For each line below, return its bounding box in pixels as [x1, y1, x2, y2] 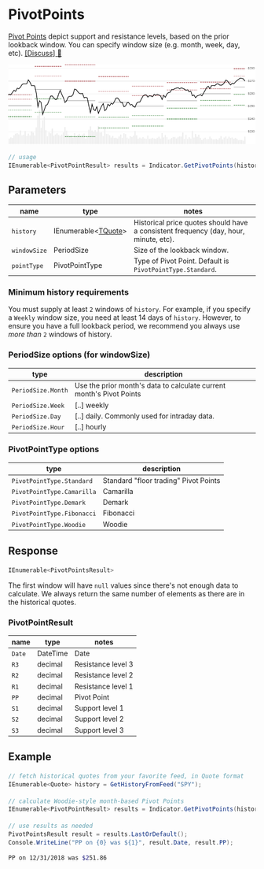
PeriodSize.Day [11, 412, 61, 421]
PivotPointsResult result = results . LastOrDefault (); [8, 830, 189, 838]
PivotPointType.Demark [11, 499, 86, 507]
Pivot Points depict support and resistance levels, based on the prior [8, 32, 229, 41]
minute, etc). [133, 234, 174, 243]
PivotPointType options [8, 444, 100, 455]
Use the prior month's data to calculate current [74, 381, 226, 391]
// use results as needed [8, 822, 93, 830]
